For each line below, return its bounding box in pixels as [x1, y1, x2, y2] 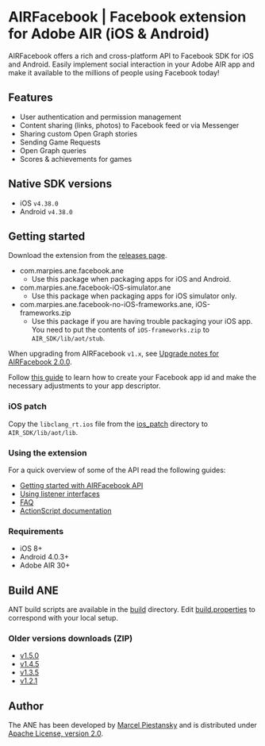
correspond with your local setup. [8, 613, 119, 623]
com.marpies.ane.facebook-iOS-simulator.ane [19, 283, 171, 293]
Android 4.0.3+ [19, 552, 69, 562]
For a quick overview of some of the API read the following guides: [8, 465, 226, 475]
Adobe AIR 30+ [19, 560, 71, 571]
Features [8, 91, 53, 105]
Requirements [8, 525, 64, 536]
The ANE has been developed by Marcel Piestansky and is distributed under [8, 721, 258, 730]
